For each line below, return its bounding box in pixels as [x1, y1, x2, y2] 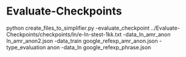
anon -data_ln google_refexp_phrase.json [47, 44, 151, 51]
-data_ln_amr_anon [123, 30, 171, 38]
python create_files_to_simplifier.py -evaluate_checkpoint [6, 24, 150, 32]
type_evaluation [6, 44, 46, 51]
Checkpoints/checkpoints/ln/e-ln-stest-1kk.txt [6, 30, 122, 38]
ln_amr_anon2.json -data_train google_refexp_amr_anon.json [6, 37, 158, 44]
